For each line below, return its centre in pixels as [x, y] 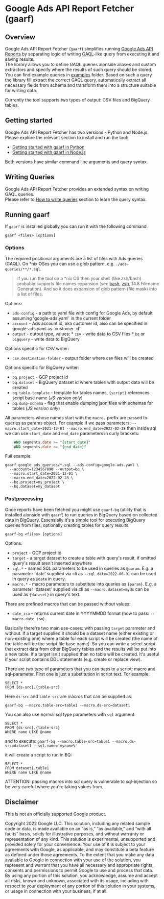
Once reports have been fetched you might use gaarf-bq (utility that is [76, 510]
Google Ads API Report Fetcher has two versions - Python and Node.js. [77, 132]
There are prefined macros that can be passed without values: [68, 604]
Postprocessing [24, 499]
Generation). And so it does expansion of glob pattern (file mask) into [87, 289]
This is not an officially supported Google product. [56, 814]
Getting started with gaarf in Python [48, 147]
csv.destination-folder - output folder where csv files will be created [83, 358]
